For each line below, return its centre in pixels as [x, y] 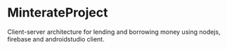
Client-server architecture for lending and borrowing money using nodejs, [114, 32]
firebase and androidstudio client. [56, 39]
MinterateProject [58, 13]
